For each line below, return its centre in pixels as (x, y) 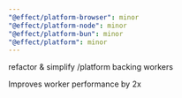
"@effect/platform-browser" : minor (74, 17)
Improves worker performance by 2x (75, 84)
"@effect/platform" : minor (58, 42)
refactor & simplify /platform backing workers (91, 67)
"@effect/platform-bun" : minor (66, 34)
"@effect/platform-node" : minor (68, 26)
